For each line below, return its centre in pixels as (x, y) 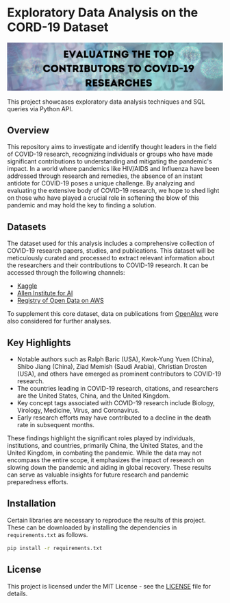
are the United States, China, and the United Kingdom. (93, 396)
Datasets (27, 227)
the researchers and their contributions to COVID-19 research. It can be (108, 265)
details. (17, 593)
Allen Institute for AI (45, 293)
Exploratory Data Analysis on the (103, 13)
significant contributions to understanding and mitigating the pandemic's (110, 161)
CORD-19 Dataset (58, 27)
